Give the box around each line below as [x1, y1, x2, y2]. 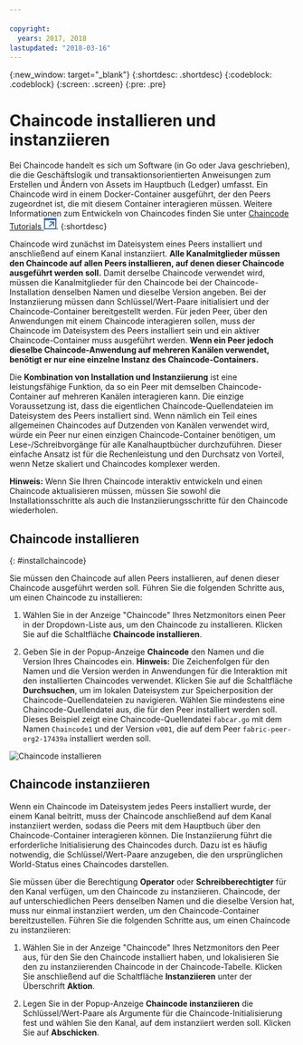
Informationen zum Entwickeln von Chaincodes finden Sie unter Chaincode [9, 208, 289, 219]
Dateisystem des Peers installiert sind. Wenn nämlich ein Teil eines [9, 411, 258, 421]
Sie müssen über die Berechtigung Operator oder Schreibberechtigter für [9, 876, 287, 887]
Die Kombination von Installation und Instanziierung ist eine [9, 372, 238, 382]
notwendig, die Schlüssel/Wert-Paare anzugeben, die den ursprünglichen [9, 848, 283, 860]
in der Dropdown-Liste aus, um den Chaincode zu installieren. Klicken [22, 619, 283, 630]
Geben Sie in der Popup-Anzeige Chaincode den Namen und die [22, 646, 265, 657]
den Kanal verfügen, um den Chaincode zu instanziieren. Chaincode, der [9, 885, 280, 896]
